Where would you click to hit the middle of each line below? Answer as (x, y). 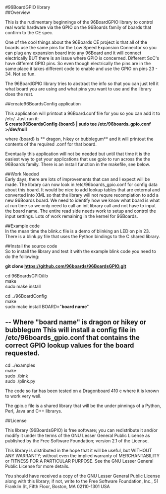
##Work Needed (22, 174)
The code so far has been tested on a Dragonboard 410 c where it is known (82, 391)
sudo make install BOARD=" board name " (47, 307)
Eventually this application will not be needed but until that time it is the (78, 154)
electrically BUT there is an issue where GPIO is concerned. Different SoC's (82, 58)
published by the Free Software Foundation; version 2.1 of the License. (77, 441)
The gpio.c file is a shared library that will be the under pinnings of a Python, (83, 406)
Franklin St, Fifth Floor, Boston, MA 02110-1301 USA (57, 486)
